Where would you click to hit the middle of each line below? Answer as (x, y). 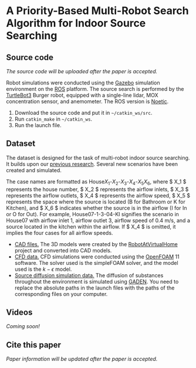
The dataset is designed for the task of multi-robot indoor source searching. (98, 158)
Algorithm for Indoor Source (76, 23)
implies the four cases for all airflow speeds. (60, 233)
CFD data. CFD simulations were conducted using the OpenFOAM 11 (97, 257)
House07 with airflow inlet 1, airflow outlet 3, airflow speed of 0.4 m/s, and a (98, 220)
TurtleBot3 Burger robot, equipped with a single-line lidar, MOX (82, 95)
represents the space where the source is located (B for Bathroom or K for (96, 202)
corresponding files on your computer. (61, 294)
